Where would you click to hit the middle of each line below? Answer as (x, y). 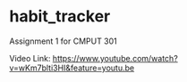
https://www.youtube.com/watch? (115, 58)
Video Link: (30, 58)
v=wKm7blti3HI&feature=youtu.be (72, 68)
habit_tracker (60, 16)
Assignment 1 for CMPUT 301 (64, 41)
